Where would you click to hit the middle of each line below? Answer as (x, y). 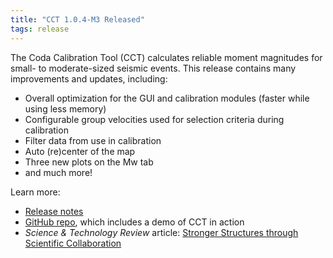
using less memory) (65, 108)
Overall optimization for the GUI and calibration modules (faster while (167, 98)
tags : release (40, 29)
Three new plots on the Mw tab (89, 162)
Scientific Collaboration (73, 243)
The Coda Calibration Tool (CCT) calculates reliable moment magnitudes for (166, 57)
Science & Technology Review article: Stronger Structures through (161, 232)
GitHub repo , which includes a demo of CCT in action (134, 222)
